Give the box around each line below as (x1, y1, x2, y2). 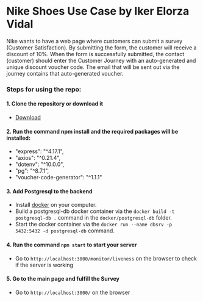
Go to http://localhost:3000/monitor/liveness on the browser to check (15, 254, 197, 262)
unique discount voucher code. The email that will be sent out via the (6, 63, 180, 71)
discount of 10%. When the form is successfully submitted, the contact (6, 50, 185, 57)
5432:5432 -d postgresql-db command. (15, 227, 115, 234)
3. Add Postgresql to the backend (6, 187, 93, 195)
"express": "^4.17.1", (15, 148, 64, 155)
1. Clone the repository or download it (6, 100, 104, 107)
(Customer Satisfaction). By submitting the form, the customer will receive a (6, 44, 197, 51)
